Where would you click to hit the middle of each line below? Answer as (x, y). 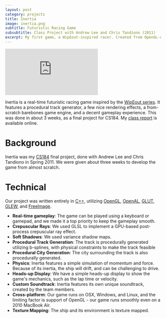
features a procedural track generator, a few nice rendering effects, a (76, 107)
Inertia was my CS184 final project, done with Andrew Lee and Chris (74, 157)
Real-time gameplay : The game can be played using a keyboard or (81, 216)
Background (31, 143)
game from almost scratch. (33, 167)
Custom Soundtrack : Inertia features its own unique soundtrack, (78, 284)
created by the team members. (44, 289)
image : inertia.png (25, 23)
